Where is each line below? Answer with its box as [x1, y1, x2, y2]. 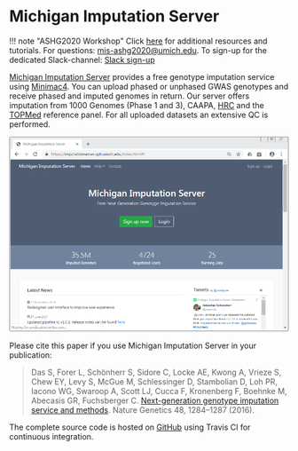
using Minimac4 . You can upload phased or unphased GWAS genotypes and [9, 81, 289, 91]
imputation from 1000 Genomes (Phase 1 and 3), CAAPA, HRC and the [9, 99, 264, 110]
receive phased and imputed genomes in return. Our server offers [9, 91, 250, 101]
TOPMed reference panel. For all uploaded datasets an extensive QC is [9, 109, 269, 120]
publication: [9, 350, 52, 360]
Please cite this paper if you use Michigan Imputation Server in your [9, 340, 257, 352]
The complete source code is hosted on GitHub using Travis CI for [9, 422, 251, 432]
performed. [9, 118, 51, 130]
